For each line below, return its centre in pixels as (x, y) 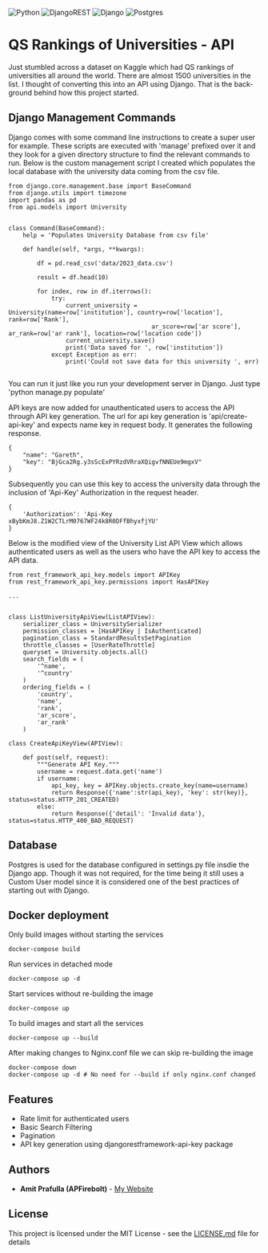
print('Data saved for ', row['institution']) (144, 348)
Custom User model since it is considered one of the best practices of (124, 881)
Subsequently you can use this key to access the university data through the (134, 484)
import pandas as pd (43, 200)
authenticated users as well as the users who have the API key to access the (134, 551)
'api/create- (228, 416)
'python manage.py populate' (57, 392)
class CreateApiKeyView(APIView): (66, 743)
